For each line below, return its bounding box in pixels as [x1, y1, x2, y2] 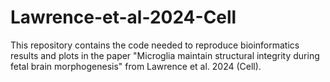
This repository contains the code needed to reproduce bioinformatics [10, 39, 300, 51]
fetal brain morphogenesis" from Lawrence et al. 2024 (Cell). [10, 60, 262, 72]
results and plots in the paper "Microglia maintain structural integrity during [10, 49, 320, 61]
